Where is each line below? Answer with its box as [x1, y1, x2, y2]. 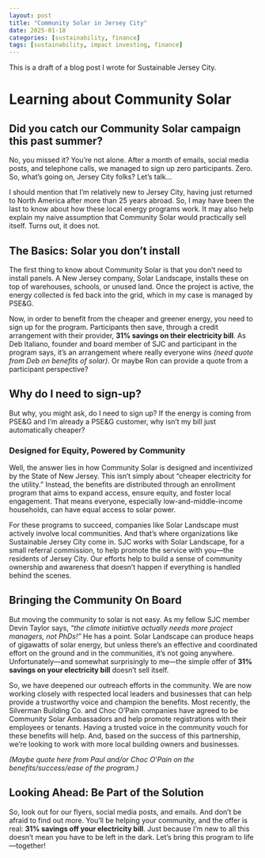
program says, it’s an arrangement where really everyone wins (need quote [9, 347, 254, 357]
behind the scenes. [9, 571, 72, 580]
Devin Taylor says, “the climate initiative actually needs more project [9, 623, 233, 632]
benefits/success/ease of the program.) [9, 763, 139, 773]
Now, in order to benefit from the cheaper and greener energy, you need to [9, 313, 254, 323]
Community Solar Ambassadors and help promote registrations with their [9, 714, 248, 723]
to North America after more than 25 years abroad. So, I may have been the [9, 196, 255, 206]
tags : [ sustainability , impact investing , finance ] [9, 41, 183, 49]
